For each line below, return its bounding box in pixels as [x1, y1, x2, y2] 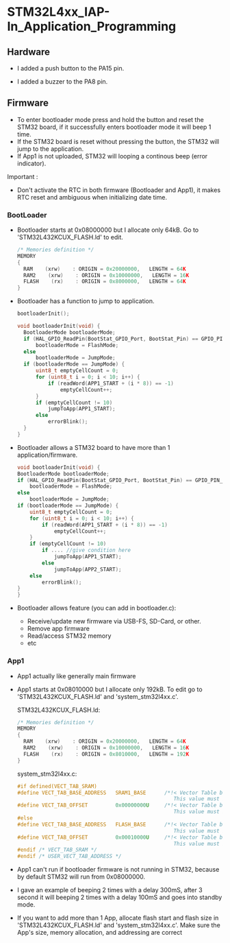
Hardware [7, 46, 50, 58]
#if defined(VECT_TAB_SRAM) [16, 783, 97, 789]
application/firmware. [16, 451, 78, 459]
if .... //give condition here [42, 547, 131, 554]
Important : [7, 172, 38, 180]
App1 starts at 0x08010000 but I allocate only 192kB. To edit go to [16, 685, 203, 693]
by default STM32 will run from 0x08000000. [16, 872, 146, 881]
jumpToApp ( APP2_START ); [53, 566, 122, 573]
